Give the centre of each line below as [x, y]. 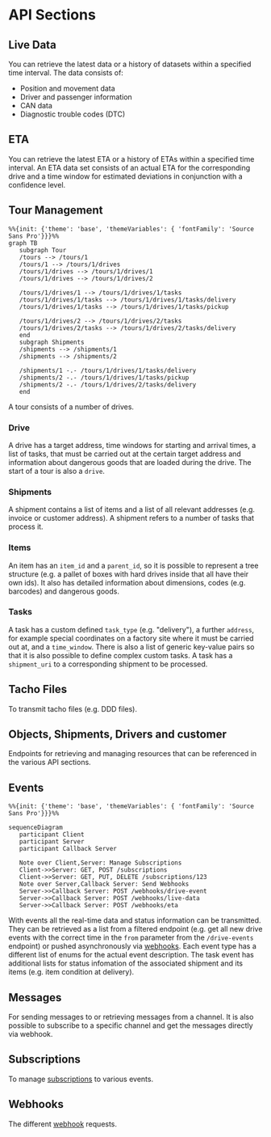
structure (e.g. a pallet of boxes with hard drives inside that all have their [129, 574]
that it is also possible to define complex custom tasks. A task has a [121, 655]
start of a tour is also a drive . [56, 471]
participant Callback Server [68, 849]
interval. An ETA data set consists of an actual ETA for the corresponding [129, 167]
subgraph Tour [43, 250]
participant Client [52, 835]
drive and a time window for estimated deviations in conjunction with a [126, 176]
